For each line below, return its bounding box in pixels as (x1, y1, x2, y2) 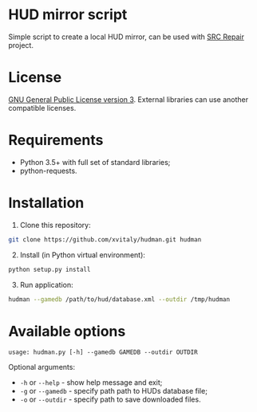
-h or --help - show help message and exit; (19, 378, 163, 387)
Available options (8, 322, 126, 340)
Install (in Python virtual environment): (19, 249, 146, 260)
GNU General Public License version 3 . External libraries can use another (8, 94, 249, 104)
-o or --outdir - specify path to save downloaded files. (19, 394, 201, 404)
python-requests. (19, 166, 77, 175)
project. (8, 40, 34, 49)
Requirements (8, 131, 104, 149)
